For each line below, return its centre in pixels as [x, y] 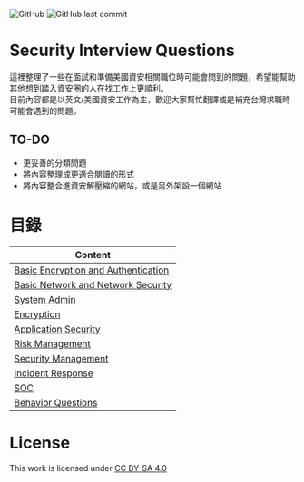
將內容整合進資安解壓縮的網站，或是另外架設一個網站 [122, 185]
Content [93, 255]
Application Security [57, 329]
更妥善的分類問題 [54, 162]
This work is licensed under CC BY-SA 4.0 [88, 468]
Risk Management [52, 343]
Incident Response [54, 373]
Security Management [61, 358]
